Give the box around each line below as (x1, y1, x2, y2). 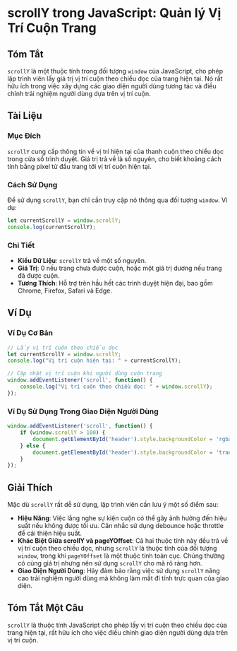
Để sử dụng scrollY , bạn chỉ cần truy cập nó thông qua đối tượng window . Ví (7, 196, 228, 204)
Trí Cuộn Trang (7, 20, 97, 36)
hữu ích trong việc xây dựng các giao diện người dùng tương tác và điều (7, 82, 217, 90)
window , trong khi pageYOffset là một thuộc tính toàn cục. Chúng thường (17, 551, 225, 560)
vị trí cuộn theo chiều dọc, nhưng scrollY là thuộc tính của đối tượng (17, 544, 217, 553)
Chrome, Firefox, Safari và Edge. (17, 286, 113, 295)
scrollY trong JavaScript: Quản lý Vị (7, 5, 221, 21)
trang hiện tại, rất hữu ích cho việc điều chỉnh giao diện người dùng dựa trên (7, 628, 228, 637)
